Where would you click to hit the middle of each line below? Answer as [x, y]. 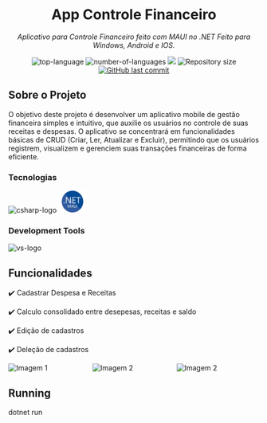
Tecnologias [33, 177]
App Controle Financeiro [134, 15]
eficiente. [24, 156]
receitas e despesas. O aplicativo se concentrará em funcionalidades [122, 131]
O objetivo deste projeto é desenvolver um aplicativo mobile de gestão [124, 114]
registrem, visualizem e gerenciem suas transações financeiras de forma [128, 148]
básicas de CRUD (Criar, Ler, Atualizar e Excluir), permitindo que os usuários [133, 139]
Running [30, 393]
